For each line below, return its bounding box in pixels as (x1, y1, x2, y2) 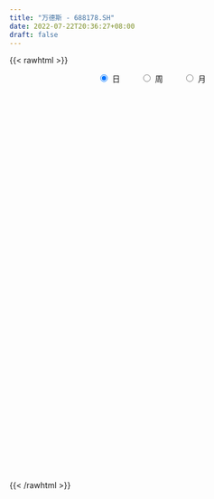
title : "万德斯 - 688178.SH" (9, 13, 116, 23)
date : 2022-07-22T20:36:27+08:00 (9, 22, 135, 31)
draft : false (9, 30, 59, 39)
